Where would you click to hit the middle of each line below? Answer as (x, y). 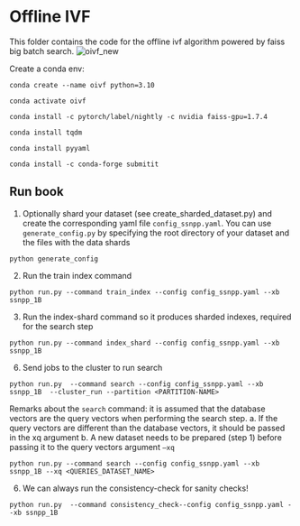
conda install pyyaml (50, 148)
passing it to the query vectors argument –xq (92, 447)
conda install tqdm (46, 133)
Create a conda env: (47, 69)
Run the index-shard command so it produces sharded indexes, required (157, 317)
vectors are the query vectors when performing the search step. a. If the (144, 418)
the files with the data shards (76, 242)
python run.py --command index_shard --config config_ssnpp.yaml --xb (145, 343)
